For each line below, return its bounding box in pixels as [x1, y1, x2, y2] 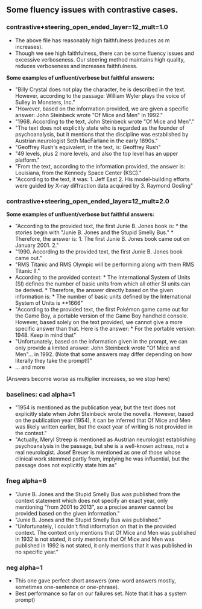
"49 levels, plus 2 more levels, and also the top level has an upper [14, 150, 178, 157]
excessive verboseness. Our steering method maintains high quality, [14, 56, 185, 63]
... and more [14, 363, 45, 371]
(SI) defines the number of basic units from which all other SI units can [14, 280, 191, 287]
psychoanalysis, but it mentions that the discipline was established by [14, 130, 189, 138]
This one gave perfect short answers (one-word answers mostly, [14, 576, 176, 584]
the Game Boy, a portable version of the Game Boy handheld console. [14, 312, 189, 319]
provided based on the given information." [14, 509, 120, 517]
